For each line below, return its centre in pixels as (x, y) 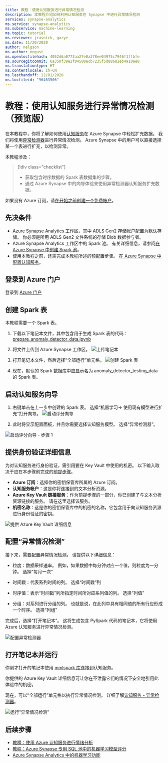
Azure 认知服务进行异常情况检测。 (40, 627)
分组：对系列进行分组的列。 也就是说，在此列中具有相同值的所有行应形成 (87, 603)
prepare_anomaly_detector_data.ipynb (52, 339)
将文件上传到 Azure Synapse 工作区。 (51, 350)
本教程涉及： (18, 157)
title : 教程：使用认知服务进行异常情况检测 (45, 10)
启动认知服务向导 (31, 394)
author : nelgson (22, 47)
